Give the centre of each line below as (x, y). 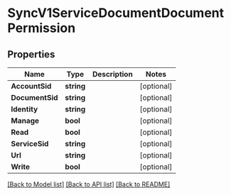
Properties (31, 54)
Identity (25, 109)
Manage (25, 121)
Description (112, 74)
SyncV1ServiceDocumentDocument (116, 13)
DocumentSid (34, 97)
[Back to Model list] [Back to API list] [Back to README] (89, 184)
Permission (42, 28)
